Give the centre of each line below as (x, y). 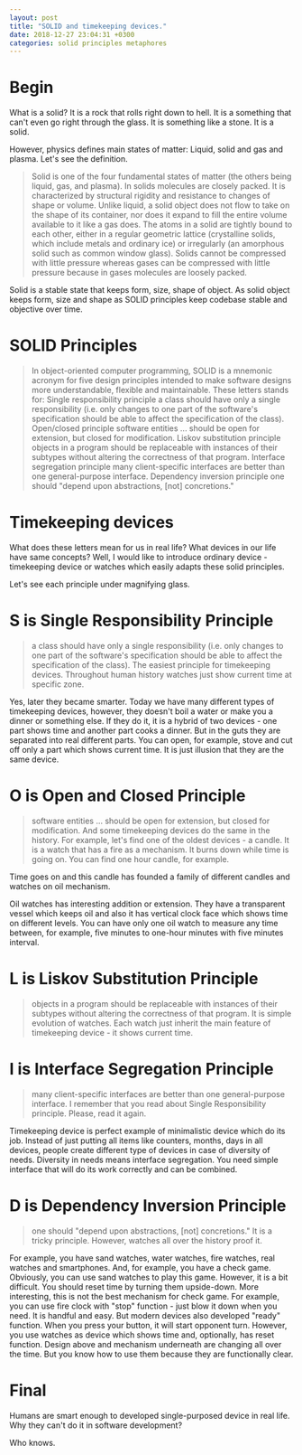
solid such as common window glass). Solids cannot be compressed (159, 253)
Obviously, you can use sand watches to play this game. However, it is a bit (149, 1277)
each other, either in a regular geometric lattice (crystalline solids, (153, 234)
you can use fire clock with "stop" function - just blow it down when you (143, 1306)
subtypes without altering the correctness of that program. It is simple (161, 1013)
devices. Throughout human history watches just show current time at (162, 675)
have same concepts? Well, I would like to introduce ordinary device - (138, 558)
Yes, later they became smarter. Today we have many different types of (142, 702)
